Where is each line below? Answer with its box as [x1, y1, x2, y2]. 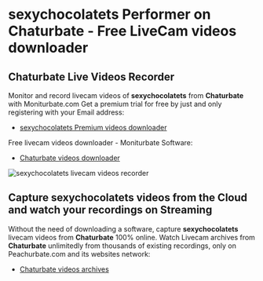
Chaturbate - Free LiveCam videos [8, 22, 237, 40]
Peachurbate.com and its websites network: [8, 249, 151, 258]
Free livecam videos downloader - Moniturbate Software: [8, 138, 193, 147]
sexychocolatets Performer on [8, 5, 211, 24]
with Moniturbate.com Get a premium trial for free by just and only [8, 100, 222, 108]
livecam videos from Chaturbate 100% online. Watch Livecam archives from [8, 232, 255, 242]
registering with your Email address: [8, 108, 125, 117]
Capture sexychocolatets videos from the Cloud [8, 191, 248, 205]
